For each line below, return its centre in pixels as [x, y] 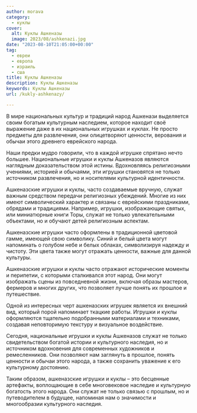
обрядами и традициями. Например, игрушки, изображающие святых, [96, 208]
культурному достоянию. [38, 367]
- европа [22, 61]
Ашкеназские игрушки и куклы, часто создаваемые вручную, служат [94, 189]
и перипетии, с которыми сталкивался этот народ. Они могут [84, 275]
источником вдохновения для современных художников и [80, 348]
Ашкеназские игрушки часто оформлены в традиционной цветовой [92, 232]
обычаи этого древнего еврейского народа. [62, 141]
